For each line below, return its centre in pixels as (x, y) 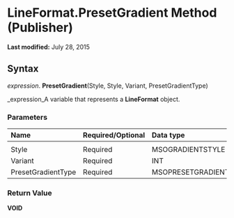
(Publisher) (40, 28)
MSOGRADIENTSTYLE (189, 150)
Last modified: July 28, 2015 (49, 47)
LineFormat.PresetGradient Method (112, 13)
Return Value (30, 193)
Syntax (23, 69)
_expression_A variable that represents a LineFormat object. (94, 99)
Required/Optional (114, 135)
